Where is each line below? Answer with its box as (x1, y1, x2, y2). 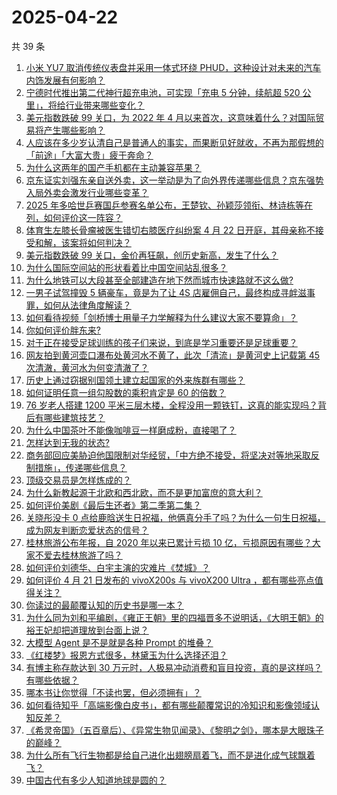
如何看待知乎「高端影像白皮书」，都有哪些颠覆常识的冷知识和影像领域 (25, 699, 311, 711)
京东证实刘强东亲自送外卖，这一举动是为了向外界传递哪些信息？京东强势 (25, 174, 324, 186)
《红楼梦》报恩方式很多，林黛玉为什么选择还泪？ (25, 649, 228, 661)
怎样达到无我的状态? (25, 436, 110, 448)
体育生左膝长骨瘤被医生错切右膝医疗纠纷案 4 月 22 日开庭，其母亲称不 (25, 224, 316, 236)
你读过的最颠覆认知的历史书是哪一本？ (25, 599, 184, 611)
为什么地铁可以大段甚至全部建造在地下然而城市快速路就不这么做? (25, 274, 294, 286)
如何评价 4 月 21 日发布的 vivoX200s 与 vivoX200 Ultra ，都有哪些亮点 (25, 574, 315, 586)
